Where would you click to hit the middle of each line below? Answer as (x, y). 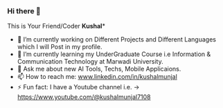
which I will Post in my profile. (60, 47)
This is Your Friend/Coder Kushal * (56, 26)
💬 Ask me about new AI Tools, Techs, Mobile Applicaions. (99, 69)
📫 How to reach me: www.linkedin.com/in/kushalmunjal (97, 77)
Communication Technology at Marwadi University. (90, 62)
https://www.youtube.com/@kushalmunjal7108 (84, 97)
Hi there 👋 (24, 11)
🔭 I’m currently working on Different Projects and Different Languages (117, 39)
